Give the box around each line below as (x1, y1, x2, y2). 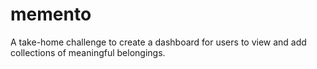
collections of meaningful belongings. (10, 46, 166, 58)
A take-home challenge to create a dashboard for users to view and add (10, 36, 307, 48)
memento (10, 3, 92, 26)
